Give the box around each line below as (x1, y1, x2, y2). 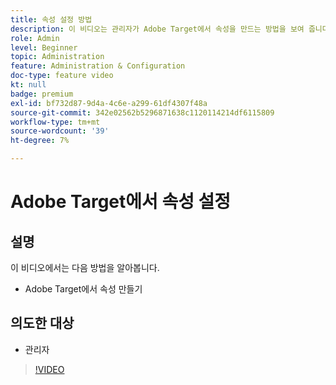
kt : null (10, 80, 47, 90)
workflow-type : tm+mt (10, 117, 101, 127)
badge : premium (10, 89, 74, 99)
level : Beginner (10, 42, 78, 53)
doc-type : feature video (10, 71, 114, 81)
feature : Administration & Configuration (10, 61, 186, 71)
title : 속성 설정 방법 (10, 14, 93, 25)
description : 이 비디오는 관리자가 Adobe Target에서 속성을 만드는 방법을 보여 (10, 24, 305, 34)
